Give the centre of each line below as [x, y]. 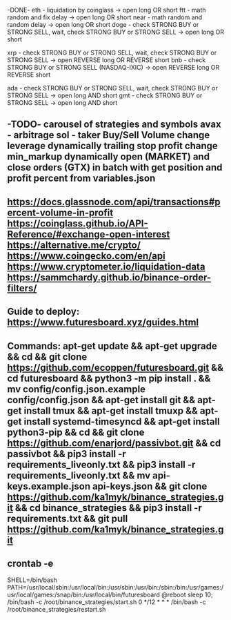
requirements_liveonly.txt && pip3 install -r [101, 464]
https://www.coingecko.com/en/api [86, 256]
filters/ [22, 288]
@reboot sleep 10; [187, 595]
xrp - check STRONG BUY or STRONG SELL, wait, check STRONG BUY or [112, 52]
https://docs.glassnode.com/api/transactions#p [114, 202]
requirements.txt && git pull [68, 518]
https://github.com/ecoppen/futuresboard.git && [115, 368]
